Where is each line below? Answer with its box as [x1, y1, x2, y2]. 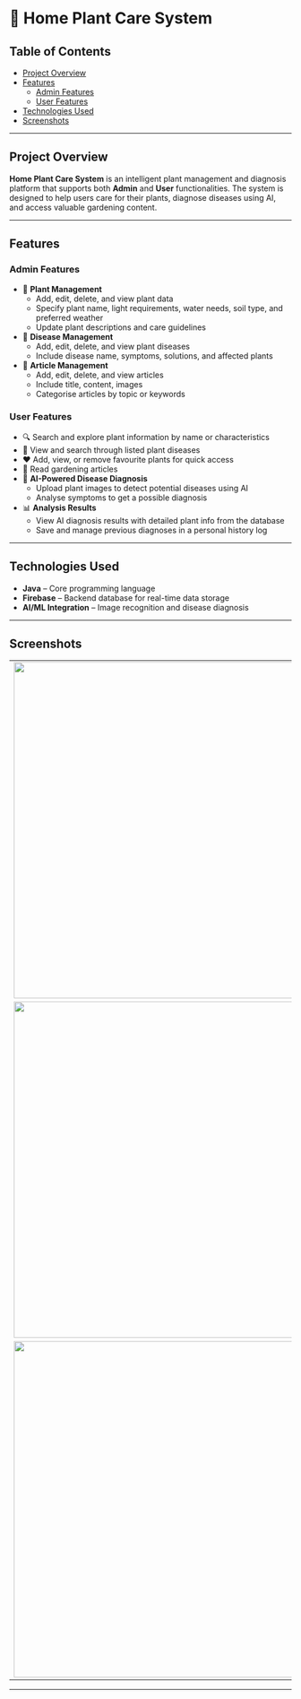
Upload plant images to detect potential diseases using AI [35, 482, 249, 493]
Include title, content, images [35, 378, 143, 389]
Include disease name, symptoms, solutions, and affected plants [35, 350, 273, 361]
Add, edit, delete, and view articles [35, 369, 164, 380]
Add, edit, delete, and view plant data [35, 293, 174, 304]
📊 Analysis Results [21, 502, 97, 513]
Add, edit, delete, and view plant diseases [35, 341, 191, 351]
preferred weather [35, 312, 104, 323]
